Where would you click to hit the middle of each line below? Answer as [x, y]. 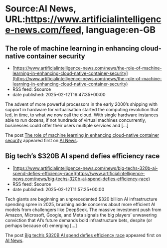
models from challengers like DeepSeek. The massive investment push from [83, 210]
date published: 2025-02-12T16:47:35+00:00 [59, 95]
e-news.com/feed [43, 30]
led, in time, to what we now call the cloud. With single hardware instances [82, 115]
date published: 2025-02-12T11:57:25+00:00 [58, 189]
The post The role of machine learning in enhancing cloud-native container [82, 135]
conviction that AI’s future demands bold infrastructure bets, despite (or [79, 220]
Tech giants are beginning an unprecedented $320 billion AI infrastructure [81, 199]
